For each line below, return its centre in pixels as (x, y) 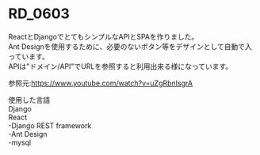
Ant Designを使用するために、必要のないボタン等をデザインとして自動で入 (130, 46)
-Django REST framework (50, 125)
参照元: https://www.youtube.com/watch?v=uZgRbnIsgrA (100, 83)
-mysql (20, 142)
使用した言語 (29, 100)
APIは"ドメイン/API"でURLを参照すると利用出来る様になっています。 (120, 66)
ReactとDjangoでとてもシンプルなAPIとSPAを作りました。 (103, 36)
